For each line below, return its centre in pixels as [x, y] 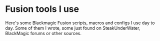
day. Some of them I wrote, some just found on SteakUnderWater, [73, 28]
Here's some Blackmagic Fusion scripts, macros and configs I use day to [80, 23]
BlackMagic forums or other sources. [43, 33]
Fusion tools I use [42, 9]
